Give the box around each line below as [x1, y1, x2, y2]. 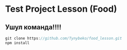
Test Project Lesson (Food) [5, 3, 117, 15]
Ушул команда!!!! [5, 23, 62, 31]
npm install [5, 40, 30, 45]
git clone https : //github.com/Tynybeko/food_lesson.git [5, 36, 122, 41]
